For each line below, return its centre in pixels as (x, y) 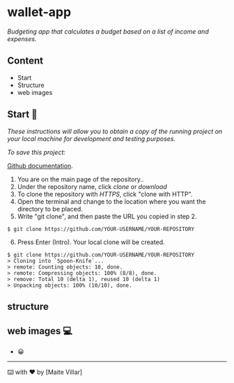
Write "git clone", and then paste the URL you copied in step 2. (107, 216)
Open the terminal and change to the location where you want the (111, 201)
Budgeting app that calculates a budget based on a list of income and (108, 31)
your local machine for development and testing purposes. (92, 138)
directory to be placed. (50, 209)
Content (25, 61)
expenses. (22, 38)
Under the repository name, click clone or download (92, 186)
